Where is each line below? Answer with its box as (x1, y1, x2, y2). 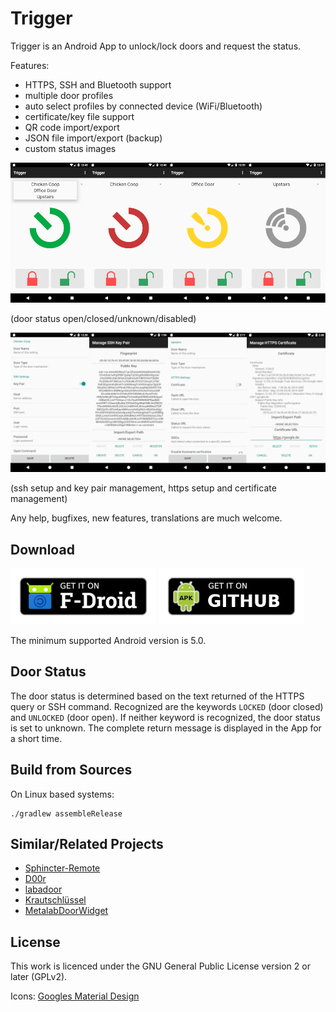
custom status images (24, 142, 117, 154)
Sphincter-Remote (24, 862, 101, 874)
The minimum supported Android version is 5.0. (10, 634, 207, 646)
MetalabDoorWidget (24, 905, 109, 917)
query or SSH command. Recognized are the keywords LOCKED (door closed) (10, 700, 324, 712)
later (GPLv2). (10, 971, 68, 983)
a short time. (10, 732, 63, 744)
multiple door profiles (24, 89, 114, 101)
